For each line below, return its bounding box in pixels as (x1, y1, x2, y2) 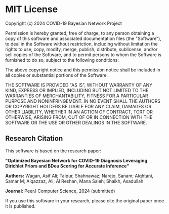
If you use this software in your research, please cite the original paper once (5, 197, 164, 203)
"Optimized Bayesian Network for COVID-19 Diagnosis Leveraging (5, 157, 148, 163)
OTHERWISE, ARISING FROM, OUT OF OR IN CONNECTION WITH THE (5, 114, 153, 120)
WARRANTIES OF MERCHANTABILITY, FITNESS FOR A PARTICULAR (5, 93, 148, 99)
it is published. (5, 203, 36, 209)
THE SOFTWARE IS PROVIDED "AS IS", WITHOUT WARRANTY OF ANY (5, 82, 153, 88)
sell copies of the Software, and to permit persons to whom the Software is (5, 52, 162, 58)
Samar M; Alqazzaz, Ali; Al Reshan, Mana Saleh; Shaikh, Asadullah (5, 178, 144, 184)
